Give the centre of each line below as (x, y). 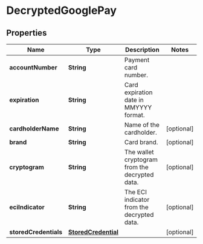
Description (142, 50)
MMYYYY (138, 108)
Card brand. (141, 142)
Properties (27, 33)
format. (134, 115)
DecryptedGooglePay (61, 11)
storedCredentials (36, 232)
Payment (137, 60)
